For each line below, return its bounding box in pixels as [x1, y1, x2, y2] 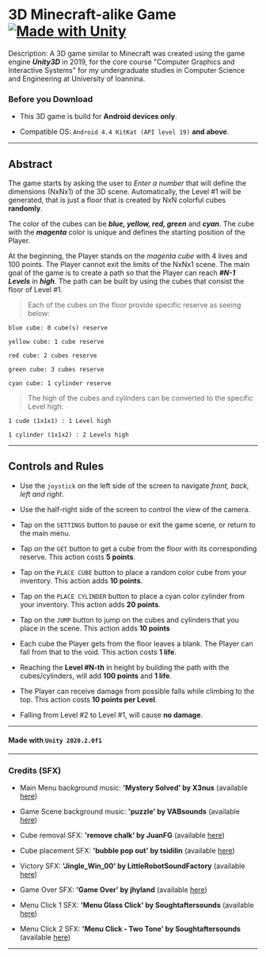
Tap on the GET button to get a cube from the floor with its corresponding [19, 543, 257, 553]
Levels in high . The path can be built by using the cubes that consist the [8, 276, 245, 286]
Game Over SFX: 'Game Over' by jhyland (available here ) [19, 885, 207, 894]
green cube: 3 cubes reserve [8, 366, 104, 374]
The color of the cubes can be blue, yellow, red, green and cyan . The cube [8, 219, 255, 229]
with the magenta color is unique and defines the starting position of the [8, 227, 245, 237]
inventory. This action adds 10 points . [19, 576, 143, 585]
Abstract [8, 157, 53, 171]
